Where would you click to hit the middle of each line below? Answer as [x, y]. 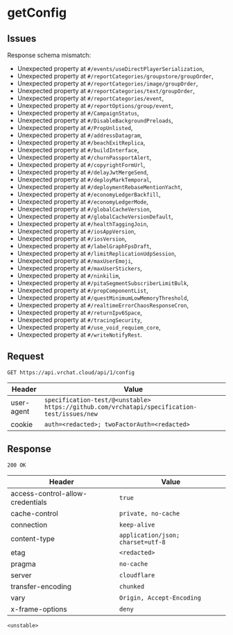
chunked [131, 586]
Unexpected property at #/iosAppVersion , [77, 231]
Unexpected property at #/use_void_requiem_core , [89, 327]
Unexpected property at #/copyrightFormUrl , [81, 164]
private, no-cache [149, 513]
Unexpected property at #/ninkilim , [69, 275]
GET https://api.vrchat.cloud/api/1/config [71, 372]
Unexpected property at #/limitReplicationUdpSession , [97, 253]
